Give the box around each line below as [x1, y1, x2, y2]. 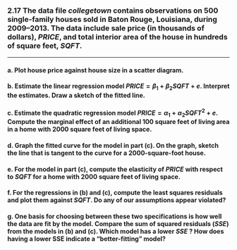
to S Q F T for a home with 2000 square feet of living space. [7, 172, 181, 181]
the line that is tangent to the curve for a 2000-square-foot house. [7, 149, 206, 157]
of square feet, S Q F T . [7, 41, 83, 51]
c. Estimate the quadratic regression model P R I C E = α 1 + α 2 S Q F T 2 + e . [7, 107, 219, 118]
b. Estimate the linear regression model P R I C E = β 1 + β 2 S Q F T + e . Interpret [7, 82, 230, 92]
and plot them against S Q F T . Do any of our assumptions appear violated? [7, 196, 226, 204]
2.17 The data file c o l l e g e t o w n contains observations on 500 [7, 6, 219, 15]
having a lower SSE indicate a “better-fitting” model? [7, 235, 166, 243]
